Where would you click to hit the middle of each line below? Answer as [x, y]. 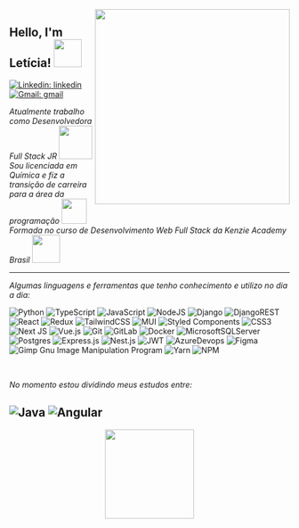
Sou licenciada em [44, 165]
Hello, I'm [36, 33]
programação [35, 220]
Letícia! [30, 63]
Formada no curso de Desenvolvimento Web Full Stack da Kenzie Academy [148, 230]
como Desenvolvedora [51, 120]
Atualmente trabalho [47, 111]
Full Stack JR [33, 156]
